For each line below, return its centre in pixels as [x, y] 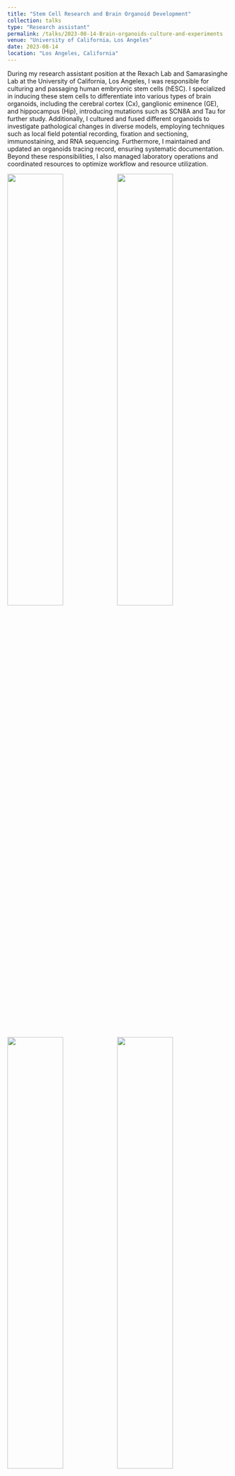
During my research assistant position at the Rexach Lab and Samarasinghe [117, 73]
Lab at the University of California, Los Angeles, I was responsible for [108, 81]
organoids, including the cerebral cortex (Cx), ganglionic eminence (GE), [113, 103]
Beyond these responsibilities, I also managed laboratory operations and [113, 156]
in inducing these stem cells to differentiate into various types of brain [109, 96]
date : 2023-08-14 [33, 47]
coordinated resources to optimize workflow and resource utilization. [108, 164]
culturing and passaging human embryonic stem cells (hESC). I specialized [116, 89]
